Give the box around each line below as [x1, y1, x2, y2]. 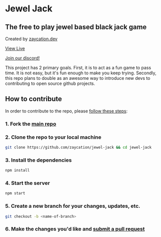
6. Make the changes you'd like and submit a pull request [5, 226, 145, 233]
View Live [5, 46, 25, 51]
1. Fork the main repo [5, 120, 56, 127]
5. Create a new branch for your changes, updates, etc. [5, 203, 140, 210]
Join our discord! [5, 55, 40, 61]
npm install [5, 168, 30, 173]
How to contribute [5, 95, 62, 103]
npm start [5, 191, 26, 196]
